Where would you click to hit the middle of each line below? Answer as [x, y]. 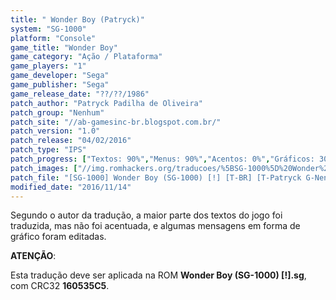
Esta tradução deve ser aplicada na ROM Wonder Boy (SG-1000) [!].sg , [158, 275]
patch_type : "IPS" [48, 150]
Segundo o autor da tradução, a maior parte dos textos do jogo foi [146, 215]
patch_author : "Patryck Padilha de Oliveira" [106, 103]
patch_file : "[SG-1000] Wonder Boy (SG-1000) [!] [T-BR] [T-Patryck [156, 177]
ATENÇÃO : [33, 256]
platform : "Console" [53, 38]
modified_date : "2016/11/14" [71, 187]
